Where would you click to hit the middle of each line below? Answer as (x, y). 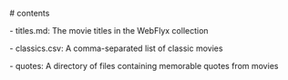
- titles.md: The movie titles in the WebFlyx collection (109, 30)
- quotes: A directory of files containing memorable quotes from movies (144, 66)
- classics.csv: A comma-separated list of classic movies (116, 48)
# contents (30, 13)
